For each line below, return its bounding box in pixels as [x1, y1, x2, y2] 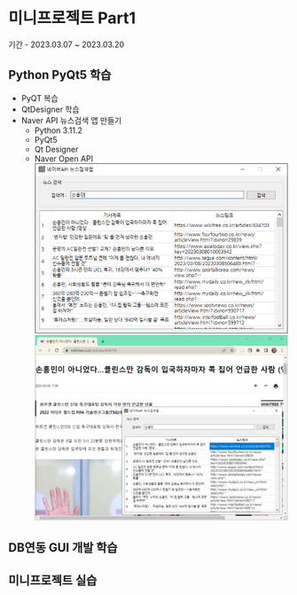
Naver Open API [34, 153, 94, 164]
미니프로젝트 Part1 [8, 8, 137, 28]
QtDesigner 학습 [20, 104, 81, 114]
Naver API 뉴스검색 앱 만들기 [20, 114, 122, 125]
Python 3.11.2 [34, 125, 83, 136]
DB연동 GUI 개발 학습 [8, 540, 118, 555]
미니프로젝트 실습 [8, 573, 98, 588]
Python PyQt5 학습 [8, 67, 112, 82]
